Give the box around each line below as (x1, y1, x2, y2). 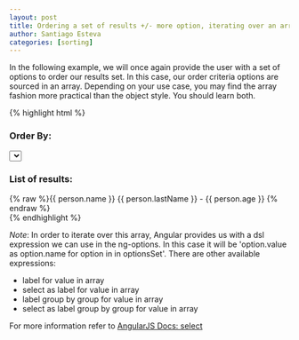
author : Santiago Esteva (9, 29, 101, 38)
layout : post (9, 12, 58, 22)
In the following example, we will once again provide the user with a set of (9, 62, 280, 73)
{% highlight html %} (9, 107, 86, 118)
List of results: (9, 173, 73, 186)
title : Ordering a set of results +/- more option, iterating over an (9, 21, 277, 30)
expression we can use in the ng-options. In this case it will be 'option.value (9, 239, 287, 249)
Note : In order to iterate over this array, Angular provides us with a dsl (9, 229, 265, 240)
